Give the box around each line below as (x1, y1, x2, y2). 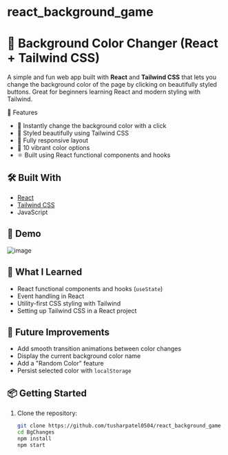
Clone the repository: (17, 409, 78, 417)
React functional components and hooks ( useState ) (17, 284, 163, 293)
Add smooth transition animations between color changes (17, 345, 181, 353)
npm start (17, 441, 46, 448)
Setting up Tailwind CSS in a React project (17, 306, 137, 315)
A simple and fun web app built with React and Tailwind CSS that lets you (7, 73, 217, 81)
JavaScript (17, 208, 48, 216)
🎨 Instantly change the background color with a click (17, 122, 167, 130)
